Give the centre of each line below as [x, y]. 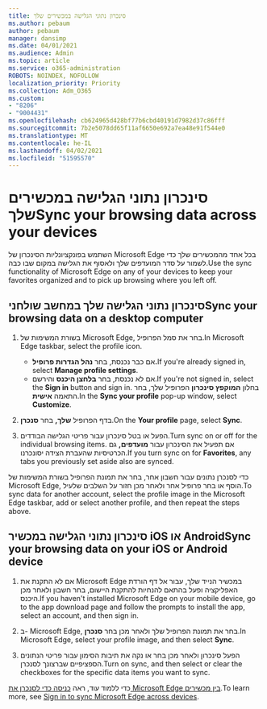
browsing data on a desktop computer [106, 318]
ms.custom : [27, 98]
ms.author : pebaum [39, 23]
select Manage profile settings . [85, 370]
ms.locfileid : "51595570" [52, 158]
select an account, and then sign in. [79, 615]
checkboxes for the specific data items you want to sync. [115, 672]
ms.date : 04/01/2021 [43, 46]
